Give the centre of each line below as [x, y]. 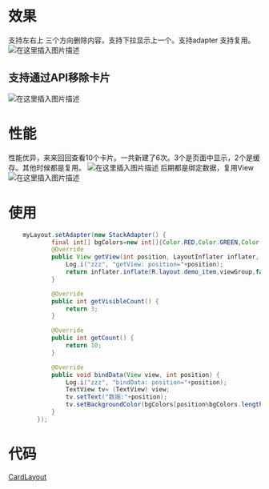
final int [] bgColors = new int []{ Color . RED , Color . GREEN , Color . [157, 242]
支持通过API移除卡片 [59, 78]
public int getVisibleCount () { [105, 301]
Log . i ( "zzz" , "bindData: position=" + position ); [146, 382]
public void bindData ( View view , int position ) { [135, 375]
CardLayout [28, 476]
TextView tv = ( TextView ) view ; [118, 390]
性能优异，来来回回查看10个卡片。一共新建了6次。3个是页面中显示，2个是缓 [134, 158]
